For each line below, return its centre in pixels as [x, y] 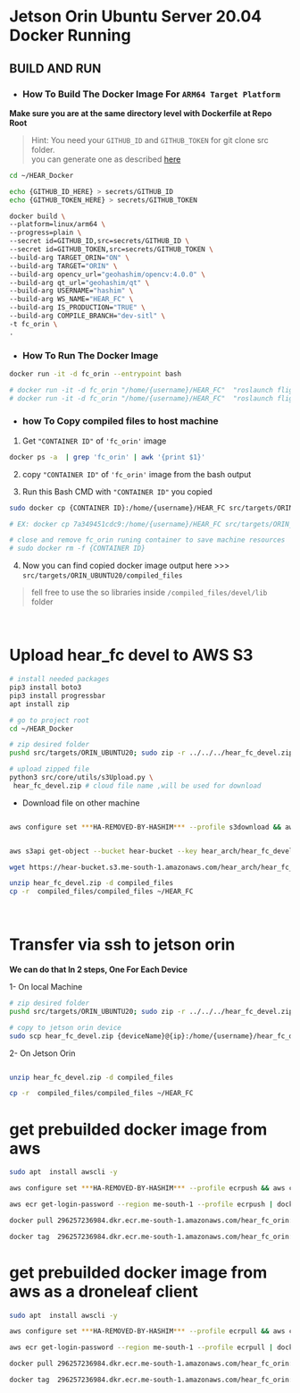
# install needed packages [59, 680]
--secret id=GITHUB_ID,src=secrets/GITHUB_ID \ [100, 241]
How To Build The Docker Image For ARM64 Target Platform [151, 94]
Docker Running [70, 35]
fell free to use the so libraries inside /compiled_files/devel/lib [149, 593]
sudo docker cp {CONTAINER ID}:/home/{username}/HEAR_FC [117, 508]
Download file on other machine [81, 803]
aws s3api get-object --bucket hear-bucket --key [104, 851]
